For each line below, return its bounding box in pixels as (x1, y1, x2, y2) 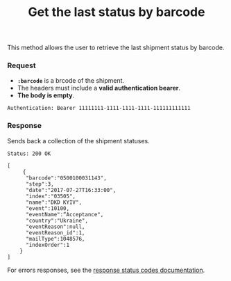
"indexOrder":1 (25, 241, 70, 248)
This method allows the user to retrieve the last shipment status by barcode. (7, 43, 225, 52)
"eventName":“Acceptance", (25, 211, 104, 218)
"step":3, (25, 180, 54, 188)
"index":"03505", (25, 193, 76, 200)
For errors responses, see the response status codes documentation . (7, 266, 205, 274)
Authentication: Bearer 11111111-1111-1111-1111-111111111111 (7, 105, 191, 112)
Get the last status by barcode (28, 4, 205, 20)
